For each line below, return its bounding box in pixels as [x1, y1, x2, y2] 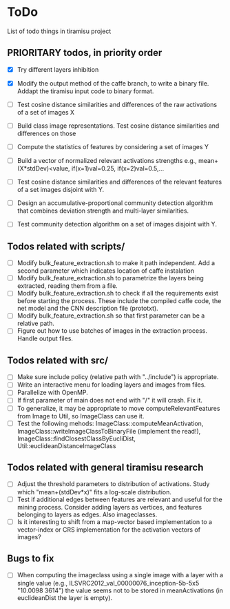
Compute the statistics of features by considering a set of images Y [17, 143, 209, 151]
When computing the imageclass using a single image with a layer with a [17, 571, 224, 579]
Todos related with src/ [7, 354, 109, 366]
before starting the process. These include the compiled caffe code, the [17, 297, 222, 305]
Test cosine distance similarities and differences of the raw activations [17, 100, 218, 108]
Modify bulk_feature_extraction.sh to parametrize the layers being [17, 274, 205, 282]
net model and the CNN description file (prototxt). [17, 304, 158, 313]
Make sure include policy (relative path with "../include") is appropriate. [17, 373, 219, 381]
